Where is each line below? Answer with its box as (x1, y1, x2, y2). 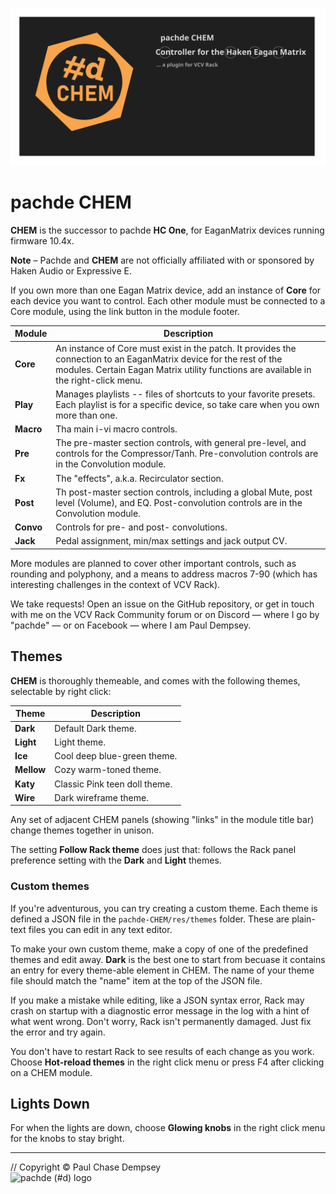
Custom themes (10, 879, 90, 893)
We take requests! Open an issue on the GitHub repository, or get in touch (10, 598, 315, 610)
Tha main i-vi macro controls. (55, 423, 178, 435)
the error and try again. (10, 1026, 106, 1038)
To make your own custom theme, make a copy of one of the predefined (10, 943, 308, 955)
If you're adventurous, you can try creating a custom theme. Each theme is (10, 902, 318, 914)
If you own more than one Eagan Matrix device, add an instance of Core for (10, 284, 322, 296)
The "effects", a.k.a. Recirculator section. (55, 472, 224, 484)
